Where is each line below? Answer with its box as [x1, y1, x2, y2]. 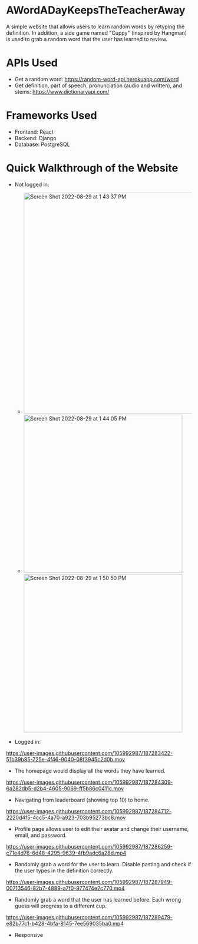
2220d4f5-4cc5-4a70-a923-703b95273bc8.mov [6, 814, 126, 821]
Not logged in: [14, 181, 49, 188]
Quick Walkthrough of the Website [6, 161, 179, 174]
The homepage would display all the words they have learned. [14, 767, 166, 774]
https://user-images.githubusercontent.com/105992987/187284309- [6, 779, 173, 786]
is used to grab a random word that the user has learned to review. [6, 35, 168, 42]
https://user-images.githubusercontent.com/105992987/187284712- [6, 807, 172, 814]
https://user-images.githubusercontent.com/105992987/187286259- [6, 843, 173, 850]
